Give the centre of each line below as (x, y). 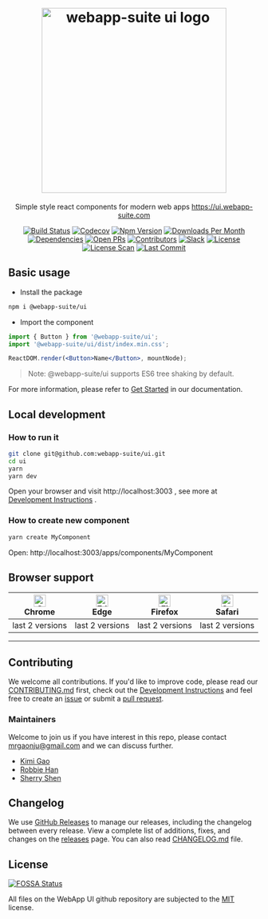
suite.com (134, 215)
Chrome (39, 612)
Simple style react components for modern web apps (102, 206)
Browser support (51, 577)
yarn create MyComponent (49, 537)
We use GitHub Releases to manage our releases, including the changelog (130, 822)
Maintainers (32, 720)
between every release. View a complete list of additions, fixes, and (119, 831)
